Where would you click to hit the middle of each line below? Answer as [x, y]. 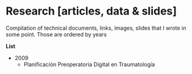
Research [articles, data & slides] [91, 11]
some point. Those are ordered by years [56, 34]
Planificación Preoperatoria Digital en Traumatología [89, 64]
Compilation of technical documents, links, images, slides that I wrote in [96, 28]
